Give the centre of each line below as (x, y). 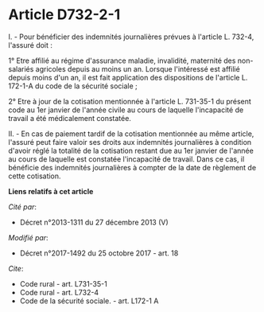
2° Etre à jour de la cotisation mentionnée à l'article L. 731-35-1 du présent (130, 101)
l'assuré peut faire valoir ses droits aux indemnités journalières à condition (130, 142)
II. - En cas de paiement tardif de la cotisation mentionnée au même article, (131, 134)
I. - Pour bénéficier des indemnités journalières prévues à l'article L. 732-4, (131, 37)
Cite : (16, 268)
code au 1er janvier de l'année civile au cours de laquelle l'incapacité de (126, 110)
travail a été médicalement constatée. (70, 118)
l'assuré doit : (31, 45)
